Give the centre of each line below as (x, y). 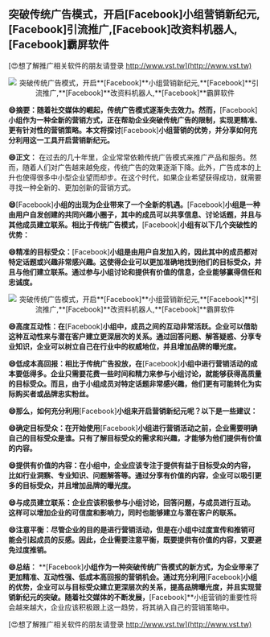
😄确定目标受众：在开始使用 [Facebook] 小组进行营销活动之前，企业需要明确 (133, 428)
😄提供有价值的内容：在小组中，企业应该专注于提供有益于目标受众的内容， (132, 465)
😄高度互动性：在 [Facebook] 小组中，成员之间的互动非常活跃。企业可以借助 (133, 326)
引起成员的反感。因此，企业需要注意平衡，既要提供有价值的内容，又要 (138, 540)
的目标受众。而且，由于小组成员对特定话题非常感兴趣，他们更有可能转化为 (131, 383)
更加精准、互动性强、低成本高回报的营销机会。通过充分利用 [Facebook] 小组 (133, 577)
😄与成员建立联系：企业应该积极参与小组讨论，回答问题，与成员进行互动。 (132, 503)
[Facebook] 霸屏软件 (59, 45)
